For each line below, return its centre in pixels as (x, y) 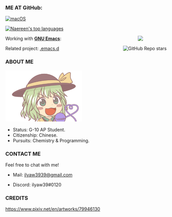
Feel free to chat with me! (32, 165)
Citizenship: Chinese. (35, 135)
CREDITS (17, 198)
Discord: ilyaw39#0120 (37, 185)
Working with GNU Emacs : (33, 39)
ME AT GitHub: (24, 8)
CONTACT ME (23, 154)
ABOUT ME (19, 62)
